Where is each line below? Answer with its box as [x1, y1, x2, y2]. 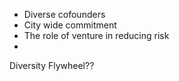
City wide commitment [23, 19, 117, 31]
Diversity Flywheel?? [9, 60, 95, 71]
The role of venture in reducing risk [23, 30, 170, 41]
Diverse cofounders [23, 9, 106, 20]
